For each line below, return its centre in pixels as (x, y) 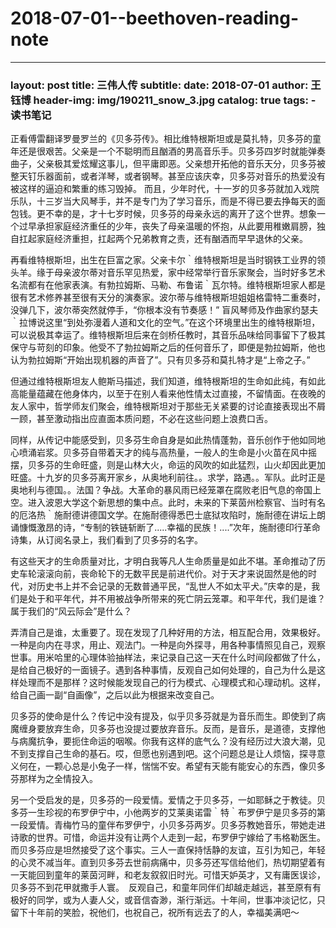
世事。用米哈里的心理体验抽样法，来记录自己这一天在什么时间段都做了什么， (168, 658)
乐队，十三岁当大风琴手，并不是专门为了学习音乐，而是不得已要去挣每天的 (163, 201)
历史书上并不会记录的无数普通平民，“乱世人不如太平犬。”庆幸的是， (174, 586)
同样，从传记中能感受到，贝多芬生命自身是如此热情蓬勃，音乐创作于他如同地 (168, 440)
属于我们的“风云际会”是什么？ (71, 611)
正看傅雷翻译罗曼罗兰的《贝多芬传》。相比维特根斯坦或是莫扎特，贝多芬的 (161, 139)
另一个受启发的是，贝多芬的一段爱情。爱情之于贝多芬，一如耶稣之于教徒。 (163, 800)
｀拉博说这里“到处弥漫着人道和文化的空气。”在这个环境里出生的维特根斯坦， (165, 323)
